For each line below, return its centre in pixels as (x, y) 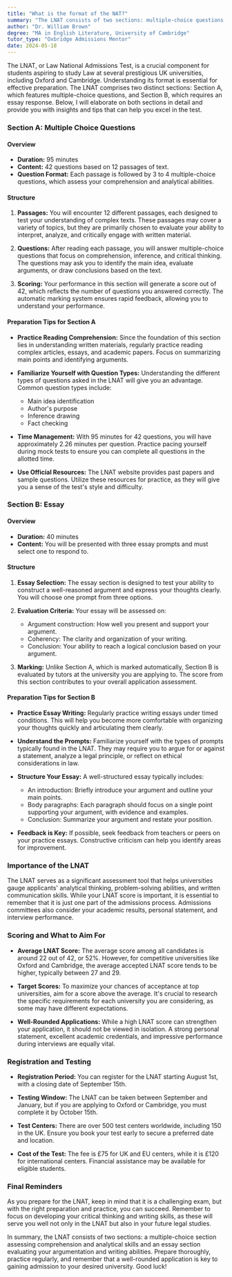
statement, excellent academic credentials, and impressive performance (120, 1036)
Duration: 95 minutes (48, 159)
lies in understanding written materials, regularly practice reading (110, 344)
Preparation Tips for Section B (51, 698)
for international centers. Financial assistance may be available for (111, 1161)
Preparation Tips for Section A (51, 322)
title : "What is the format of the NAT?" (68, 14)
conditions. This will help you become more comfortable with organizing (120, 721)
